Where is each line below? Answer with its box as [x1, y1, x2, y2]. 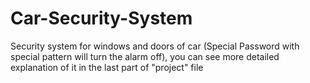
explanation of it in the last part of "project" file [10, 61, 204, 73]
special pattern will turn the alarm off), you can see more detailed [10, 50, 280, 62]
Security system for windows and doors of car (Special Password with [10, 40, 300, 52]
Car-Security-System [10, 7, 193, 30]
